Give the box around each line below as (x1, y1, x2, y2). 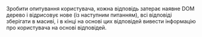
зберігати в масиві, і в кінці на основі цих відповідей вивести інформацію (6, 18, 197, 24)
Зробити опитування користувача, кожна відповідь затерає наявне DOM (6, 5, 195, 12)
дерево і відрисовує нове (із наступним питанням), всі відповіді (6, 11, 172, 18)
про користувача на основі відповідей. (6, 24, 107, 31)
